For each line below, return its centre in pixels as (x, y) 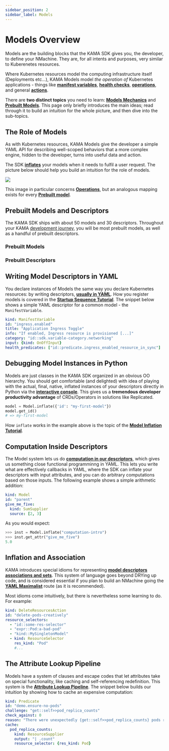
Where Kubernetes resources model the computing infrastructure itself (79, 74)
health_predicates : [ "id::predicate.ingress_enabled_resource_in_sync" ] (83, 347)
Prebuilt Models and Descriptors (57, 210)
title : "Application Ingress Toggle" (45, 329)
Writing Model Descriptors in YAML (62, 277)
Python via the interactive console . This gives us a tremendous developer (83, 392)
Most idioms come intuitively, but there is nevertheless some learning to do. (83, 596)
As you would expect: (28, 523)
